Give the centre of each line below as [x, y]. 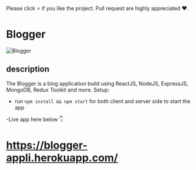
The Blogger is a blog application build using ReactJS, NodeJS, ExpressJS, [97, 83]
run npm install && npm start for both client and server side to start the [102, 101]
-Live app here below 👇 [35, 119]
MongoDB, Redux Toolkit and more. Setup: [58, 90]
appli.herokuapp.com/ [62, 158]
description [28, 69]
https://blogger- [47, 145]
